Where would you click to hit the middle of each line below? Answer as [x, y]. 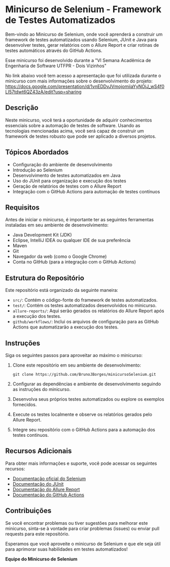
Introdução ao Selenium [38, 170]
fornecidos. [25, 405]
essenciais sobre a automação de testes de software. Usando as [73, 125]
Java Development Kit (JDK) [42, 235]
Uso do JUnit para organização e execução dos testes [69, 181]
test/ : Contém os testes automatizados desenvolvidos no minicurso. [84, 306]
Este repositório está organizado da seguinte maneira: [62, 290]
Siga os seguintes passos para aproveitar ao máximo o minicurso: [74, 355]
